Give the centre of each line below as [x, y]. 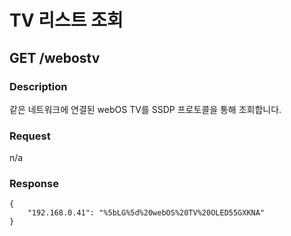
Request [30, 136]
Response [34, 184]
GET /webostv [55, 57]
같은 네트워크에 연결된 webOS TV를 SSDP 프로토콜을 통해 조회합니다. [145, 109]
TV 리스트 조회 [66, 20]
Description [38, 86]
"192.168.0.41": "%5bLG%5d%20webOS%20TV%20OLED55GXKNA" [146, 213]
